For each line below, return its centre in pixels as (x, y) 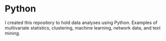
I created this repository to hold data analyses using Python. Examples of (81, 22)
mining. (13, 33)
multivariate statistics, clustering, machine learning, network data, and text (83, 27)
